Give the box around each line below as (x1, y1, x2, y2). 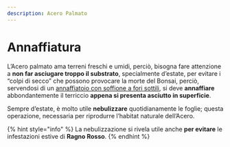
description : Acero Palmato (7, 10, 88, 17)
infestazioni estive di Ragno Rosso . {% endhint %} (7, 132, 150, 140)
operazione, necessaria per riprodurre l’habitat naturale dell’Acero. (7, 111, 195, 120)
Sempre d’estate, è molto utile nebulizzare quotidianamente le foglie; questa (7, 104, 224, 113)
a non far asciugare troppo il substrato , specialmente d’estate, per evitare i (7, 69, 221, 77)
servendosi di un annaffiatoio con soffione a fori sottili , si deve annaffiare (7, 83, 215, 92)
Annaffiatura (7, 39, 82, 55)
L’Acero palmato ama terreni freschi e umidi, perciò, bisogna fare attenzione (7, 62, 222, 70)
